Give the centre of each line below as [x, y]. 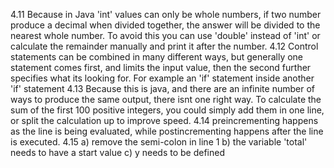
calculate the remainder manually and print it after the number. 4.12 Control [164, 46]
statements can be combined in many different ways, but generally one [157, 57]
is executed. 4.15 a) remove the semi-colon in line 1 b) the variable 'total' [159, 142]
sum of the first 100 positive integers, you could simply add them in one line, [167, 110]
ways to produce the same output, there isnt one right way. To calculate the [166, 99]
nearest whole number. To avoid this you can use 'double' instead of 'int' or [165, 35]
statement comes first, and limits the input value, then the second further [161, 67]
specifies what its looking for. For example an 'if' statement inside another [162, 78]
